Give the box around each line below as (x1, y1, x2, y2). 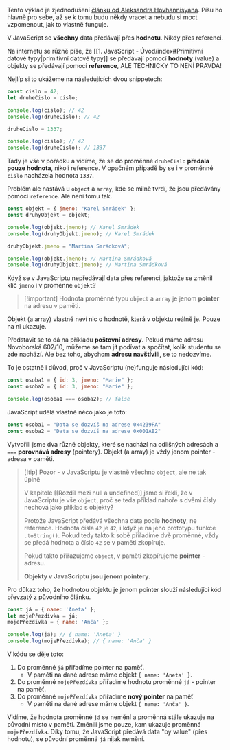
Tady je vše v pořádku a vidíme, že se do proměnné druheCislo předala (7, 157, 209, 165)
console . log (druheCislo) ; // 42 (7, 113, 100, 120)
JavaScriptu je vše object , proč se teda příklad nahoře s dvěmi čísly (23, 495, 216, 504)
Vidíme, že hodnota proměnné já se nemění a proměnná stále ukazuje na (7, 713, 215, 721)
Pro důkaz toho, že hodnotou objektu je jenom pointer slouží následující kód (7, 585, 222, 594)
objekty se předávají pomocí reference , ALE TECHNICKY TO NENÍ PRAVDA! (7, 62, 222, 69)
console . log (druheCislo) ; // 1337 (7, 144, 106, 152)
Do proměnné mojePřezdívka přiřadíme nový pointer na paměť (16, 692, 194, 701)
